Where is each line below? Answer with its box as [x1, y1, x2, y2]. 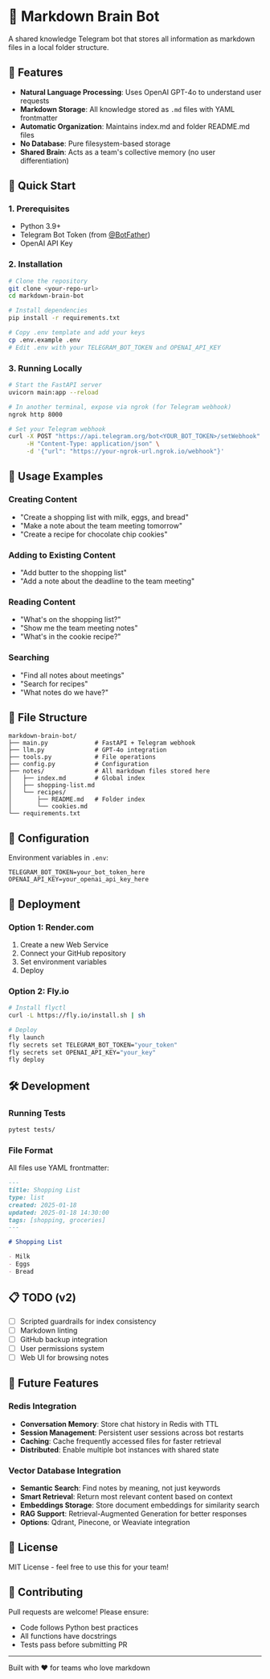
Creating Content [8, 494, 78, 505]
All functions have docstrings [19, 1631, 117, 1640]
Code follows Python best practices [19, 1623, 139, 1632]
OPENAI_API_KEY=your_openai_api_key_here [8, 876, 149, 884]
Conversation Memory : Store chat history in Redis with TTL [19, 1419, 219, 1428]
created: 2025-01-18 [8, 1200, 78, 1209]
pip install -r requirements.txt [8, 314, 121, 322]
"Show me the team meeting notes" [19, 624, 138, 633]
